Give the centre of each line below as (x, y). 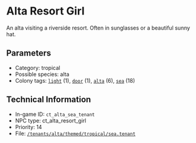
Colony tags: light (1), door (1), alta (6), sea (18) (75, 80)
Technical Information (49, 100)
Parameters (29, 53)
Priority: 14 (28, 127)
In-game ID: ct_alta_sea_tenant (55, 114)
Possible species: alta (42, 74)
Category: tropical (38, 68)
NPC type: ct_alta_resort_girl (51, 120)
